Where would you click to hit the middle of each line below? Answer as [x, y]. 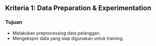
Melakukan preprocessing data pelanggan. [56, 33]
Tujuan [14, 22]
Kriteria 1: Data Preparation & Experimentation [78, 8]
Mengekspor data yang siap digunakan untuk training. [68, 38]
